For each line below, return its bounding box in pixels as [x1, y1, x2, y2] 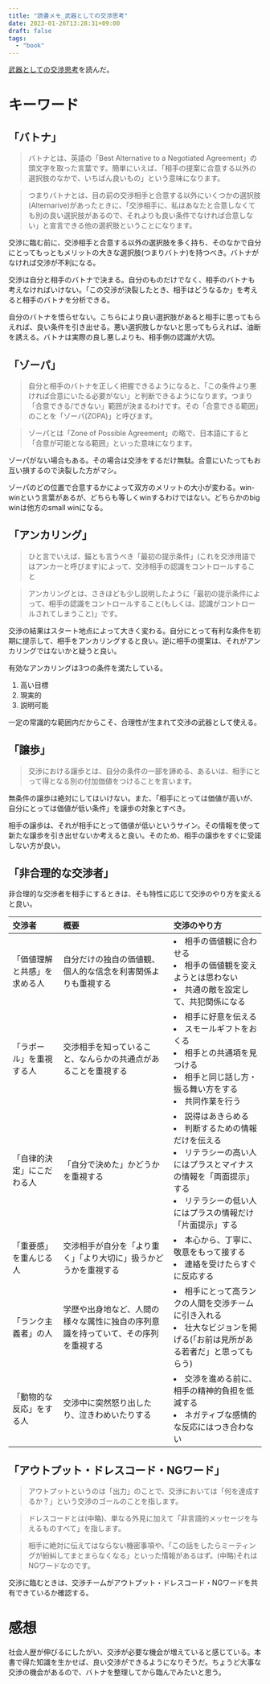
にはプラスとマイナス [173, 1159, 255, 1171]
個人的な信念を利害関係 [63, 966, 153, 978]
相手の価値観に [184, 936, 241, 947]
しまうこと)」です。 [55, 608, 122, 618]
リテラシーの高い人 [184, 1147, 257, 1159]
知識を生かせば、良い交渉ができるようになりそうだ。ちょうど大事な [35, 1657, 262, 1667]
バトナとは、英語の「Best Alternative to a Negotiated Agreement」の [27, 154, 257, 163]
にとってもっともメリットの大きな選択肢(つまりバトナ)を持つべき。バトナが [8, 248, 260, 257]
